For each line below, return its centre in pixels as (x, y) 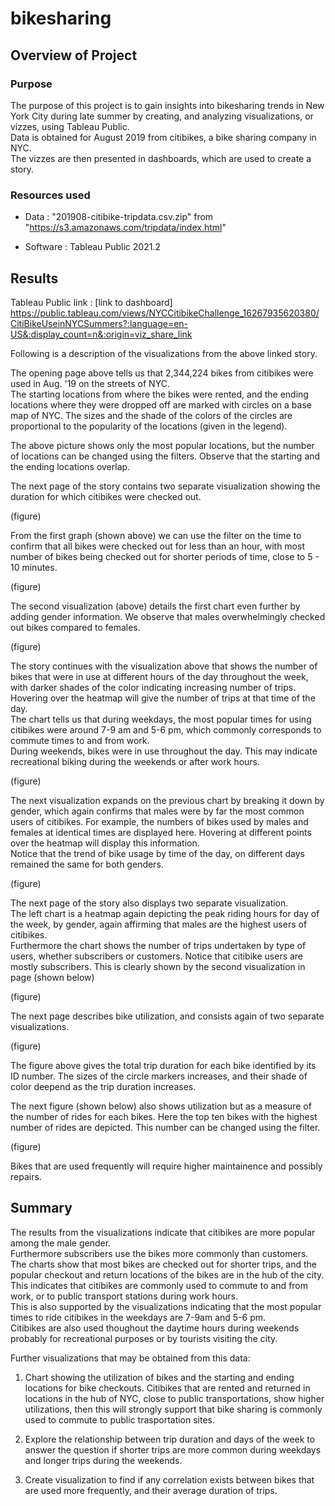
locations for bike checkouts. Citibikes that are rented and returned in (167, 1388)
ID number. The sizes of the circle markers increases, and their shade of (159, 1076)
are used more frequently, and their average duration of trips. (151, 1490)
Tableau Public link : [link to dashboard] (91, 302)
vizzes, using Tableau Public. (70, 126)
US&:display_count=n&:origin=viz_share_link (101, 334)
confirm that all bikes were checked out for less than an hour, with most (157, 546)
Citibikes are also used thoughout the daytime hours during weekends (155, 1328)
